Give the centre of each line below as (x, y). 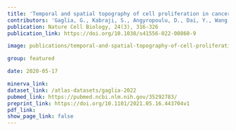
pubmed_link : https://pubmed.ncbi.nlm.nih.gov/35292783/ (92, 97)
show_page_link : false (40, 116)
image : (17, 46)
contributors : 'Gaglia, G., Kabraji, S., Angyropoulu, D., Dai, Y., (110, 20)
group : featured (31, 59)
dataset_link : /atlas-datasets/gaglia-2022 (72, 90)
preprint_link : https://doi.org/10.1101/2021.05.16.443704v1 (99, 103)
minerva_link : (28, 84)
